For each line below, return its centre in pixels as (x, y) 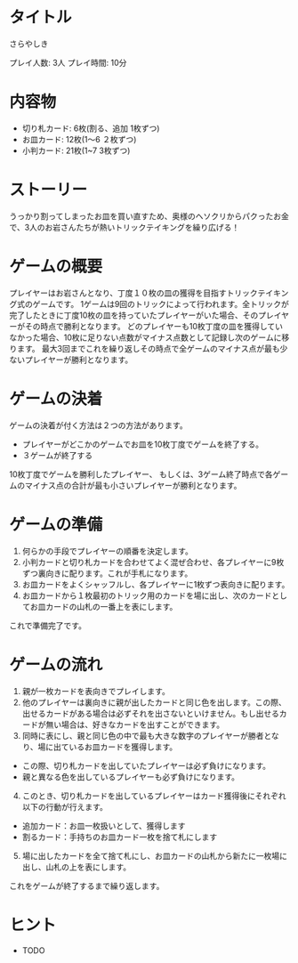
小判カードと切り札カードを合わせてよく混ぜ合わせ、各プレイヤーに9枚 (153, 562)
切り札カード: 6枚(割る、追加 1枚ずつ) (91, 128)
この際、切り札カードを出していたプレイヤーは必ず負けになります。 (146, 765)
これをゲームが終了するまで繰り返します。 (87, 886)
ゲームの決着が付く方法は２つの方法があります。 (99, 425)
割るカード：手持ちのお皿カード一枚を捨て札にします (120, 837)
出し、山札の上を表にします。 (77, 867)
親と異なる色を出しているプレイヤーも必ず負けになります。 (131, 777)
